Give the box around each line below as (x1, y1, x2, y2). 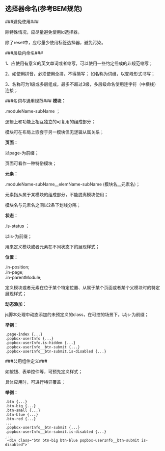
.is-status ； (5, 223, 30, 229)
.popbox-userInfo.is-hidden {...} (5, 340, 76, 345)
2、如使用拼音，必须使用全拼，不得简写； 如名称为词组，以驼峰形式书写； (5, 71, 156, 77)
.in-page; (5, 269, 24, 275)
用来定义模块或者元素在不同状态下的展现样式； (5, 243, 100, 249)
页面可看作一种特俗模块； (5, 160, 57, 166)
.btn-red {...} (5, 416, 36, 421)
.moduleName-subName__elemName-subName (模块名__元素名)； (5, 181, 140, 187)
